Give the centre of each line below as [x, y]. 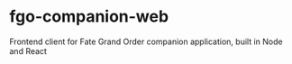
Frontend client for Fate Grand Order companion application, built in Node [146, 41]
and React [28, 50]
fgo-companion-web [89, 17]
